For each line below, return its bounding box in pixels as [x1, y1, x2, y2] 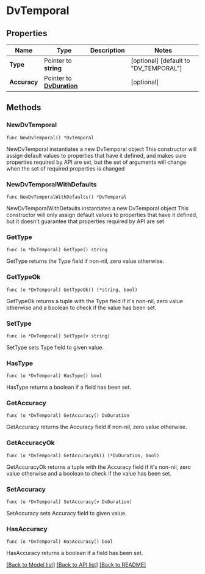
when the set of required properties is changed [6, 164, 125, 172]
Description [90, 46, 125, 54]
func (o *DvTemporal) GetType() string [6, 247, 108, 253]
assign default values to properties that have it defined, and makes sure [6, 152, 187, 159]
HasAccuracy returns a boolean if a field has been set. [6, 550, 143, 557]
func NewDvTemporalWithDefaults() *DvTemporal [6, 194, 127, 200]
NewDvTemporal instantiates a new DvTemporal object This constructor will [6, 145, 197, 153]
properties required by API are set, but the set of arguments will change [6, 158, 187, 166]
